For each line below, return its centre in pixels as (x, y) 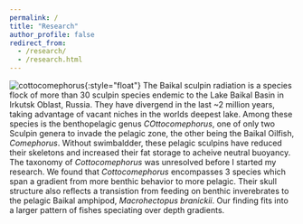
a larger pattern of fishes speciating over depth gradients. (117, 210)
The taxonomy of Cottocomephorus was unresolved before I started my (143, 162)
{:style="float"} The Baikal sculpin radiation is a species (188, 85)
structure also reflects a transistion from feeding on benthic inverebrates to (149, 191)
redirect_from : (38, 43)
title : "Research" (44, 26)
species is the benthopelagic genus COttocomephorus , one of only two (142, 124)
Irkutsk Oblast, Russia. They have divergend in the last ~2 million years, (142, 104)
